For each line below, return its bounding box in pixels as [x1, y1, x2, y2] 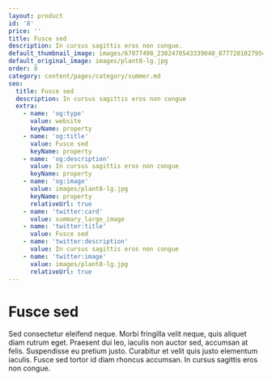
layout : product [8, 11, 63, 20]
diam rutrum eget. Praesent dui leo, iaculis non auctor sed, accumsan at [8, 337, 249, 348]
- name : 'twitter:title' [23, 222, 107, 231]
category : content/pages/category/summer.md [8, 72, 161, 80]
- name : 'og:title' [23, 132, 89, 140]
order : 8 [8, 65, 38, 73]
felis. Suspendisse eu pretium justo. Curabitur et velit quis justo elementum [8, 346, 258, 356]
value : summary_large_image [29, 215, 125, 223]
